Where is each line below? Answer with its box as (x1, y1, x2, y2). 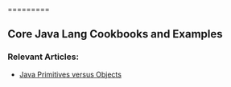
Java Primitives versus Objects (19, 69, 122, 79)
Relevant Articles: (7, 51, 80, 62)
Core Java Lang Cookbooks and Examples (7, 27, 223, 41)
